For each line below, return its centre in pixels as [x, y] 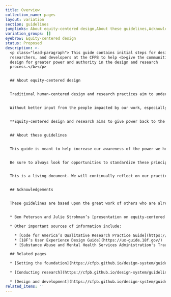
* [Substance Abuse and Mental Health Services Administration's [85, 245]
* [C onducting [25, 273]
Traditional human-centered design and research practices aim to [82, 94]
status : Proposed [24, 43]
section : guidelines [27, 24]
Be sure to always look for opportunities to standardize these [79, 163]
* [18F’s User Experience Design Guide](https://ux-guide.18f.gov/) [89, 240]
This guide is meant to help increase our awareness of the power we [85, 149]
